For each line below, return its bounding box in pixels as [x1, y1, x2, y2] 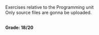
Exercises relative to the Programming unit [5, 4, 94, 10]
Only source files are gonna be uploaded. [5, 9, 92, 15]
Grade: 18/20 [5, 24, 34, 30]
